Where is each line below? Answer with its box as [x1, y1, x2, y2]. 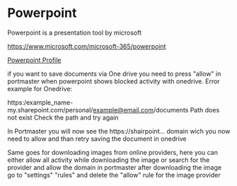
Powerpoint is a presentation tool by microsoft [7, 28, 142, 37]
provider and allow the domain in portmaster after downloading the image [7, 163, 221, 171]
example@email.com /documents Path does [93, 105, 220, 114]
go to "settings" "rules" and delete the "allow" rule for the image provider [7, 170, 221, 179]
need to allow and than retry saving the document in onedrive [7, 134, 187, 143]
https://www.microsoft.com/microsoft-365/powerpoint [7, 42, 166, 50]
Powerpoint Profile [7, 55, 62, 64]
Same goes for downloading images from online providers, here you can [7, 148, 218, 156]
